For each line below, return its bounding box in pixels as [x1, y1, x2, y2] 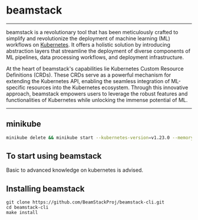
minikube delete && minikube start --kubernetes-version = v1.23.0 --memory [6, 134, 194, 140]
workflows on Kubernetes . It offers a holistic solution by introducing [6, 41, 171, 48]
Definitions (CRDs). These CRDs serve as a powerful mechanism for [6, 71, 171, 78]
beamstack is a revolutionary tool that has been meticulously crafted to [6, 28, 179, 35]
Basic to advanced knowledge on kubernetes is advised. [6, 166, 143, 174]
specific [6, 84, 26, 91]
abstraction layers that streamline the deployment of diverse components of [6, 47, 190, 54]
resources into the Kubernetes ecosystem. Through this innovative [27, 84, 189, 91]
